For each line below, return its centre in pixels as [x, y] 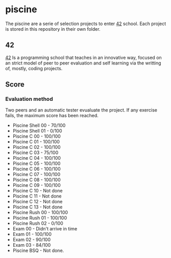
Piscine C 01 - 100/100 [36, 142]
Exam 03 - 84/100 [32, 245]
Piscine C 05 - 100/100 [36, 164]
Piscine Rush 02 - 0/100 [38, 223]
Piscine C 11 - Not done [37, 196]
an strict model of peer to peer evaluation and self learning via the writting [83, 63]
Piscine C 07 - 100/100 [36, 175]
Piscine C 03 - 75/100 [35, 153]
